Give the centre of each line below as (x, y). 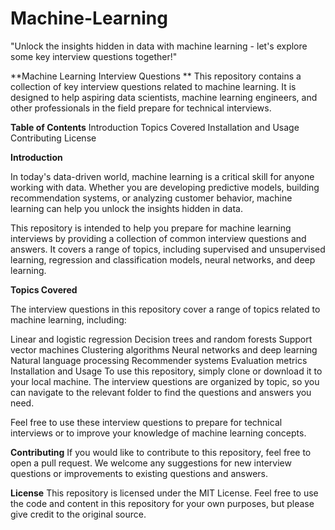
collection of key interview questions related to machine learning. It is (153, 86)
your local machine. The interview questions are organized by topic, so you (165, 381)
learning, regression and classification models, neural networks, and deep (163, 259)
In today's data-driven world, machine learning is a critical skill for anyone (162, 176)
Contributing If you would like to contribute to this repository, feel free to (161, 452)
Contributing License (53, 138)
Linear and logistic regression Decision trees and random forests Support (161, 339)
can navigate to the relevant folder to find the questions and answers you (161, 392)
